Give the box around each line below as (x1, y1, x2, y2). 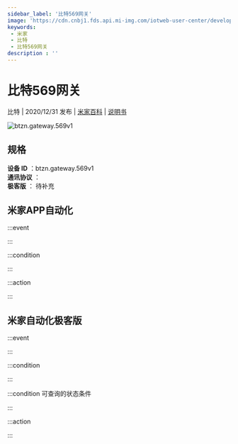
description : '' (7, 50, 59, 57)
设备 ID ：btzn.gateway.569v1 (7, 164, 94, 172)
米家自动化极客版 (7, 314, 82, 326)
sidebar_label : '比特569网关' (7, 10, 92, 18)
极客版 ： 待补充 (7, 181, 55, 190)
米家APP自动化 (7, 205, 73, 217)
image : (7, 17, 27, 24)
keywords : (7, 23, 37, 30)
